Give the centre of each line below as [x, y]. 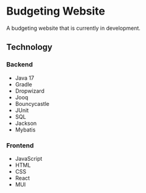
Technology [30, 47]
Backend [20, 65]
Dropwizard [30, 91]
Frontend [20, 146]
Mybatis [25, 130]
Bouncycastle [32, 104]
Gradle [23, 84]
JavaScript [29, 158]
